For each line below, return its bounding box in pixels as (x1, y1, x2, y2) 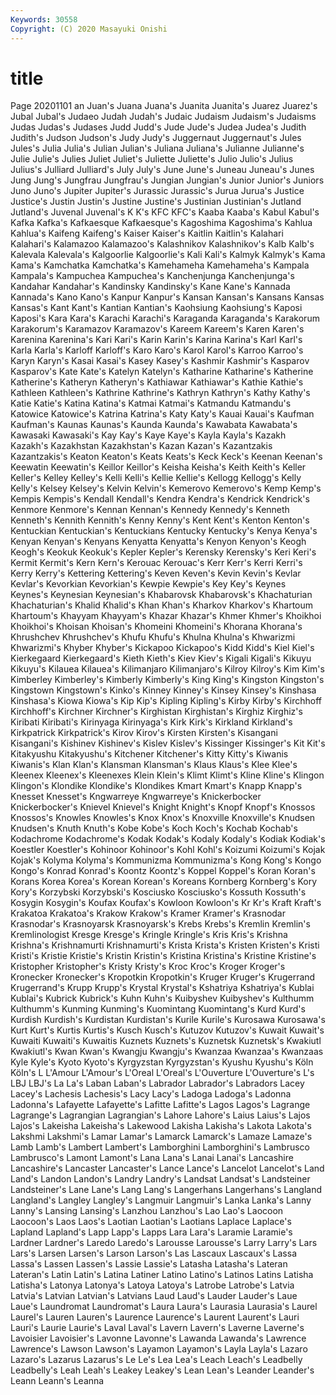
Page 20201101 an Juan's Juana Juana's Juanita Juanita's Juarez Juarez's (10, 100, 318, 112)
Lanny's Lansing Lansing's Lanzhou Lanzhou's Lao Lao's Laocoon (10, 1205, 284, 1217)
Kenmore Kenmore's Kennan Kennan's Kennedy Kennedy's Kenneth (10, 504, 290, 516)
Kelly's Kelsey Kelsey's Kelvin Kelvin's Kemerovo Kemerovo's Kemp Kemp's (10, 482, 322, 495)
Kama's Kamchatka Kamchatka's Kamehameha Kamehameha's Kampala (10, 259, 310, 271)
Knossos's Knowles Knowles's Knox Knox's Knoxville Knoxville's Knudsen (10, 812, 316, 824)
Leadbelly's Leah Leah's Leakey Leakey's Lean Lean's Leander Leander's (10, 1364, 315, 1376)
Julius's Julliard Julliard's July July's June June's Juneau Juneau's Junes (10, 164, 315, 176)
